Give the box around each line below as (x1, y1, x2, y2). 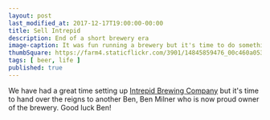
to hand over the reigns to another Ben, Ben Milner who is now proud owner (8, 94, 260, 104)
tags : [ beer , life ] (8, 57, 81, 65)
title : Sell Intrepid (8, 26, 81, 34)
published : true (8, 64, 63, 72)
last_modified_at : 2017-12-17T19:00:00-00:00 (8, 19, 163, 27)
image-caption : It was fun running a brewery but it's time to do (8, 42, 235, 50)
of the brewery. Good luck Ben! (8, 102, 112, 112)
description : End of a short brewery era (8, 34, 149, 42)
